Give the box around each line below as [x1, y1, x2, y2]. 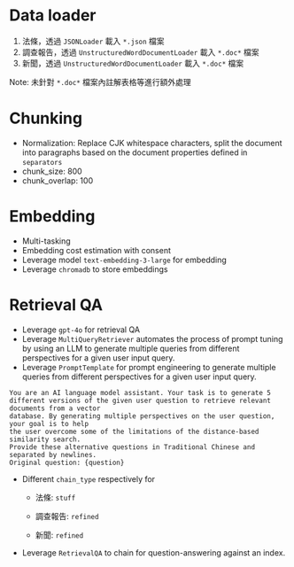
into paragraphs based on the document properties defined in [21, 147, 248, 158]
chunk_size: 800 [21, 166, 82, 176]
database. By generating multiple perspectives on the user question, [9, 411, 275, 421]
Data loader [9, 5, 97, 26]
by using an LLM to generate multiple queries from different [21, 343, 240, 353]
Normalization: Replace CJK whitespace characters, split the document [21, 137, 282, 148]
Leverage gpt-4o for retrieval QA [21, 324, 140, 335]
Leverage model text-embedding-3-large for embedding [21, 254, 228, 265]
